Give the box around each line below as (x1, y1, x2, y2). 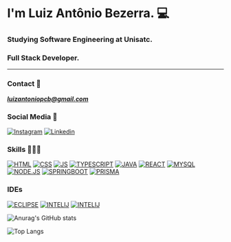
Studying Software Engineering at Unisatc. (7, 35, 153, 45)
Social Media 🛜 (7, 111, 58, 121)
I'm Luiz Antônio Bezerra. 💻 (7, 5, 170, 21)
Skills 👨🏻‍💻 (7, 144, 41, 154)
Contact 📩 (7, 79, 41, 89)
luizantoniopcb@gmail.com (7, 94, 89, 103)
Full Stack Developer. (7, 53, 80, 63)
